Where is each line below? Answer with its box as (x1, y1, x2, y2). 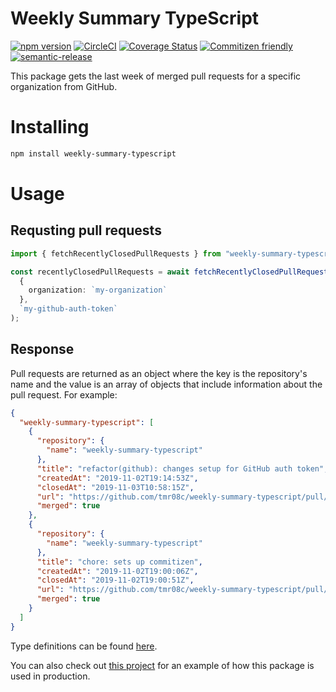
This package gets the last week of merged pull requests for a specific (10, 70, 302, 82)
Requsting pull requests (10, 222, 162, 239)
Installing (10, 116, 90, 139)
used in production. (10, 670, 91, 682)
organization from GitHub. (10, 80, 118, 92)
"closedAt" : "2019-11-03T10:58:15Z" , (36, 482, 195, 492)
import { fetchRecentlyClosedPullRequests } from (10, 248, 222, 259)
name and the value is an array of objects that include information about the (10, 378, 323, 390)
